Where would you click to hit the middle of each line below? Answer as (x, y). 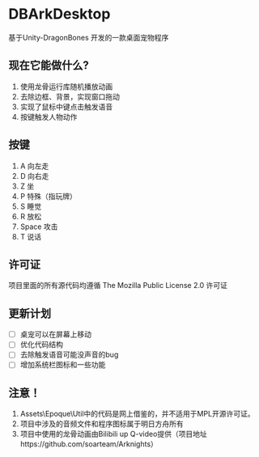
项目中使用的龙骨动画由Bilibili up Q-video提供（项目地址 (114, 434)
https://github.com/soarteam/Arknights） (89, 444)
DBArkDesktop (59, 14)
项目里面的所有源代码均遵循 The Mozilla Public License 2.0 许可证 (118, 286)
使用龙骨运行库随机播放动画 (66, 87)
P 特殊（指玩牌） (48, 196)
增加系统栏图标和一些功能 (63, 365)
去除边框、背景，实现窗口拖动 (70, 96)
